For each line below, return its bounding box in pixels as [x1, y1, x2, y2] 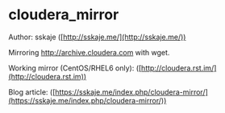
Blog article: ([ [8, 87, 56, 97]
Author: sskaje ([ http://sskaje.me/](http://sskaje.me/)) [8, 32, 186, 42]
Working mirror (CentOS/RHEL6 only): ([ [8, 63, 142, 73]
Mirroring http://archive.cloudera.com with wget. [8, 47, 170, 57]
